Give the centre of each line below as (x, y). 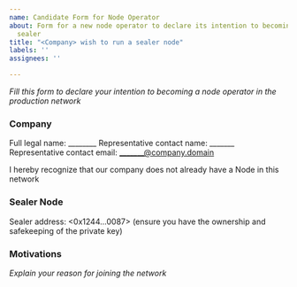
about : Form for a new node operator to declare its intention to (134, 26)
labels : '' (29, 50)
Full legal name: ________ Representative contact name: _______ (122, 143)
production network (45, 101)
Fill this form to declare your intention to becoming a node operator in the (143, 91)
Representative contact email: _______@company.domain (112, 152)
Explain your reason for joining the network (88, 273)
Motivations (35, 253)
